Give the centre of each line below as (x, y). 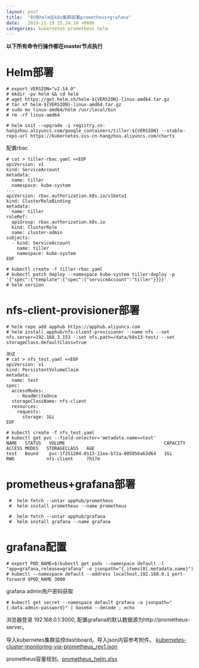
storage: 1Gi (38, 417)
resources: (25, 407)
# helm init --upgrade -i (38, 126)
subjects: (19, 238)
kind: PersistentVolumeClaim (42, 370)
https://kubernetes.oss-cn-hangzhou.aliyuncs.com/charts (102, 136)
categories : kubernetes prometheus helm (57, 28)
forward (16, 579)
